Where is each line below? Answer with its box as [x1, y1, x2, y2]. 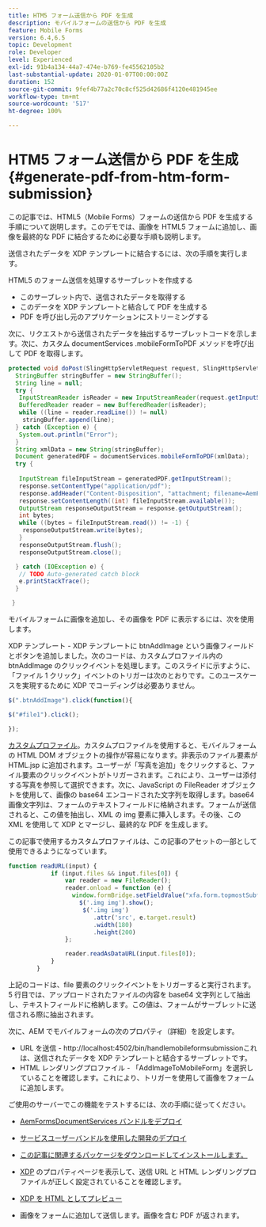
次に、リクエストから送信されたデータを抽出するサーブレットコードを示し [8, 329, 251, 338]
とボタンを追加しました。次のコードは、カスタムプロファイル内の [8, 651, 223, 661]
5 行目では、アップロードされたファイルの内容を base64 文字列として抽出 [8, 990, 251, 999]
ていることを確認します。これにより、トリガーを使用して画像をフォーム [19, 1073, 255, 1082]
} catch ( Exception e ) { [15, 423, 97, 431]
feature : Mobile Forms [8, 26, 83, 34]
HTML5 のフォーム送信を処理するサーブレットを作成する [8, 275, 193, 285]
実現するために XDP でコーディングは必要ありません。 [21, 681, 199, 690]
